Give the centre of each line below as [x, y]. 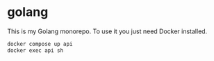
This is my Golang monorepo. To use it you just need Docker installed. [107, 31]
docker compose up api [40, 44]
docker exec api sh [35, 50]
